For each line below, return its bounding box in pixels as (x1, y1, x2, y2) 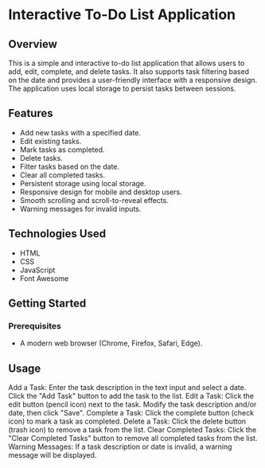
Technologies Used (8, 227, 106, 240)
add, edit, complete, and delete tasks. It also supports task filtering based (8, 67, 249, 76)
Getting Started (8, 297, 87, 310)
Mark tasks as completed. (19, 145, 105, 154)
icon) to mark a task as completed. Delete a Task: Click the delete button (8, 416, 247, 427)
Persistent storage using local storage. (19, 178, 146, 188)
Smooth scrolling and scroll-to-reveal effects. (19, 195, 169, 205)
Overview (8, 37, 58, 51)
